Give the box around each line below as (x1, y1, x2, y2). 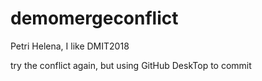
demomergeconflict (10, 7, 179, 30)
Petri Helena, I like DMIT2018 (10, 40, 130, 52)
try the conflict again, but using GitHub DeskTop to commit (10, 59, 252, 71)
